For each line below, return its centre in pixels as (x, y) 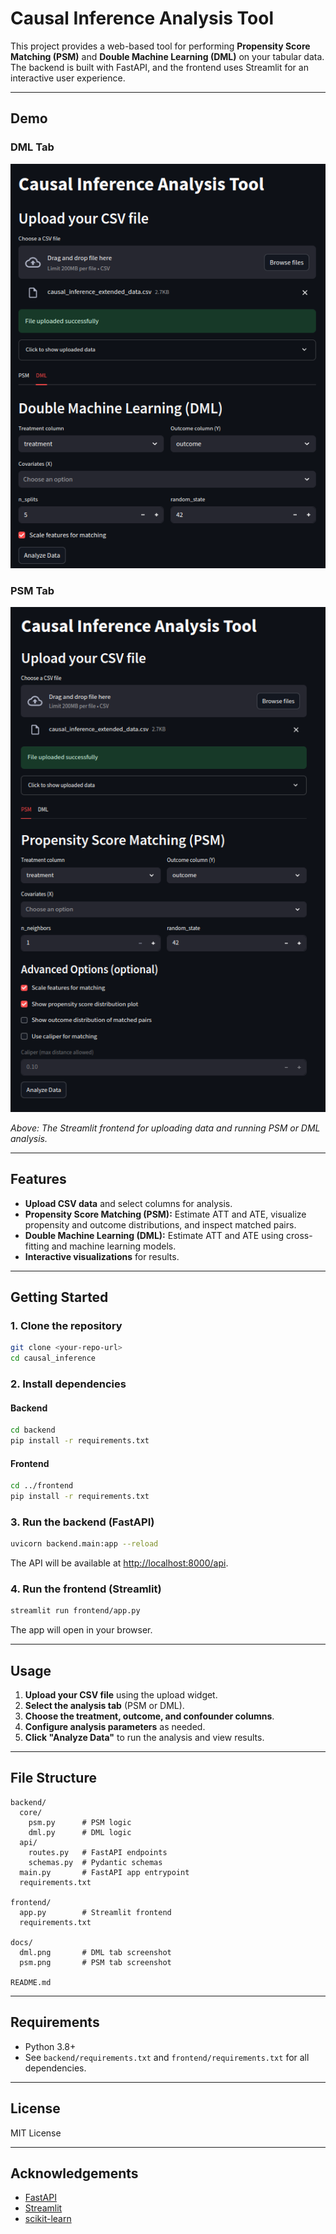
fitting (37, 1246)
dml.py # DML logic (80, 1832)
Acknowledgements (74, 2173)
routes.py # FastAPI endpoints (98, 1852)
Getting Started (59, 1297)
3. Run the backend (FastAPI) (82, 1522)
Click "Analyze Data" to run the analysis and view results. (144, 1738)
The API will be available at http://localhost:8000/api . (119, 1563)
